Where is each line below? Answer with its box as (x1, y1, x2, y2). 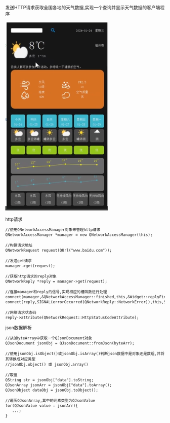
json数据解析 (5, 325, 32, 331)
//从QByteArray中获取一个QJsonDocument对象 (5, 336, 93, 341)
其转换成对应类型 (5, 357, 36, 362)
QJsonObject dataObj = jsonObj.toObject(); (5, 387, 99, 393)
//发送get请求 (5, 258, 32, 263)
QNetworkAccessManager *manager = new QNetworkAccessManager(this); (5, 232, 153, 237)
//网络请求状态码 (5, 310, 36, 315)
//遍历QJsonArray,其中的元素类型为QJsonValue (5, 398, 95, 403)
